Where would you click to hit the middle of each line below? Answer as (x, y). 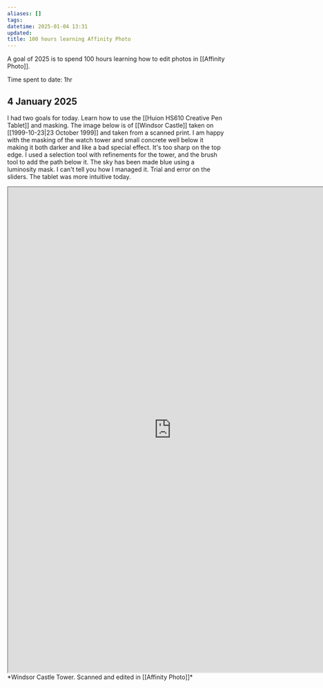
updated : (20, 33)
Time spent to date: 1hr (40, 79)
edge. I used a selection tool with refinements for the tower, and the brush (112, 154)
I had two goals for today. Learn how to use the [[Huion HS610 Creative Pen (115, 117)
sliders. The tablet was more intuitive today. (69, 176)
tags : (15, 20)
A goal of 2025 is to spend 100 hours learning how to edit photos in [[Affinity (116, 59)
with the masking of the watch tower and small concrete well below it (105, 140)
